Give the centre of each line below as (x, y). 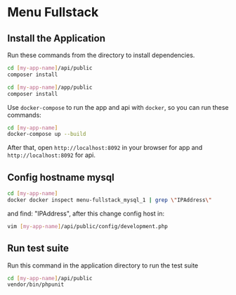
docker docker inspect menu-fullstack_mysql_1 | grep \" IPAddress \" (110, 200)
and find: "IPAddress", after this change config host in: (86, 213)
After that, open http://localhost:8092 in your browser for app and (105, 148)
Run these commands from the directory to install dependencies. (101, 55)
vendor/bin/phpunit (36, 285)
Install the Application (56, 38)
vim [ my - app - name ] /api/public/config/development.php (88, 226)
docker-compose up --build (47, 134)
